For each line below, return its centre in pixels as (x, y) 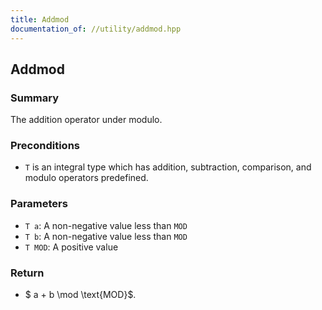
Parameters (39, 204)
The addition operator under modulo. (86, 120)
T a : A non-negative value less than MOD (106, 225)
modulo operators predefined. (86, 178)
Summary (35, 98)
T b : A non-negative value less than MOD (106, 236)
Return (27, 273)
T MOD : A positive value (71, 247)
